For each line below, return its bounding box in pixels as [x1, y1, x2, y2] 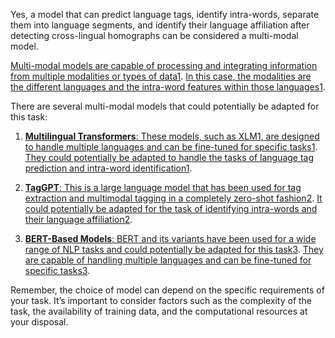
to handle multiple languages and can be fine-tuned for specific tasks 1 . [24, 141, 318, 153]
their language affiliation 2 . [24, 214, 133, 225]
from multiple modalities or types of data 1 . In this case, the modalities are [10, 70, 312, 82]
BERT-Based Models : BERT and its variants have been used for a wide [24, 233, 317, 244]
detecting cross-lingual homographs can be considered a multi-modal [10, 30, 299, 41]
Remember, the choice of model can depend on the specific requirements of [10, 284, 325, 296]
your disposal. [10, 316, 69, 328]
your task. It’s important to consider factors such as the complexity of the [10, 295, 313, 306]
